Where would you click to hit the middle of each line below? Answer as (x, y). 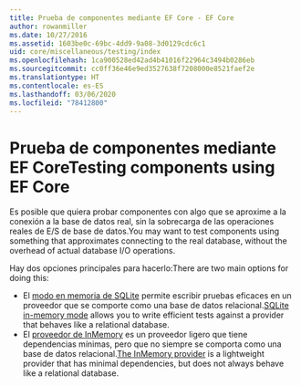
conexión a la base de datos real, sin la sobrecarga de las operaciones (142, 222)
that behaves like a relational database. (96, 325)
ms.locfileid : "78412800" (58, 103)
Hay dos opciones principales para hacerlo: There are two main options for (149, 268)
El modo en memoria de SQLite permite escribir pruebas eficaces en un (157, 296)
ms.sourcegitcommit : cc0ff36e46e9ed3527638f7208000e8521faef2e (132, 69)
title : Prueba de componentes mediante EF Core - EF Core (122, 18)
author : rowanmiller (49, 26)
